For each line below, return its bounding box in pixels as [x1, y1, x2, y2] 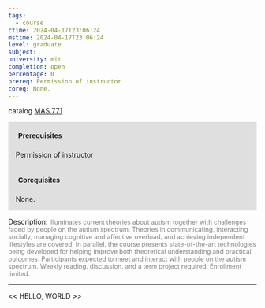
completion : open [8, 63, 65, 71]
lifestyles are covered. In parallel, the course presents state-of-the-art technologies [8, 240, 256, 249]
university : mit [8, 56, 62, 64]
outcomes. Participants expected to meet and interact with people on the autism [8, 255, 247, 264]
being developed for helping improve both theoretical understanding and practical [8, 247, 252, 256]
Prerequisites [18, 132, 62, 140]
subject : [8, 48, 37, 56]
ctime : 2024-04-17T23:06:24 [8, 26, 101, 34]
